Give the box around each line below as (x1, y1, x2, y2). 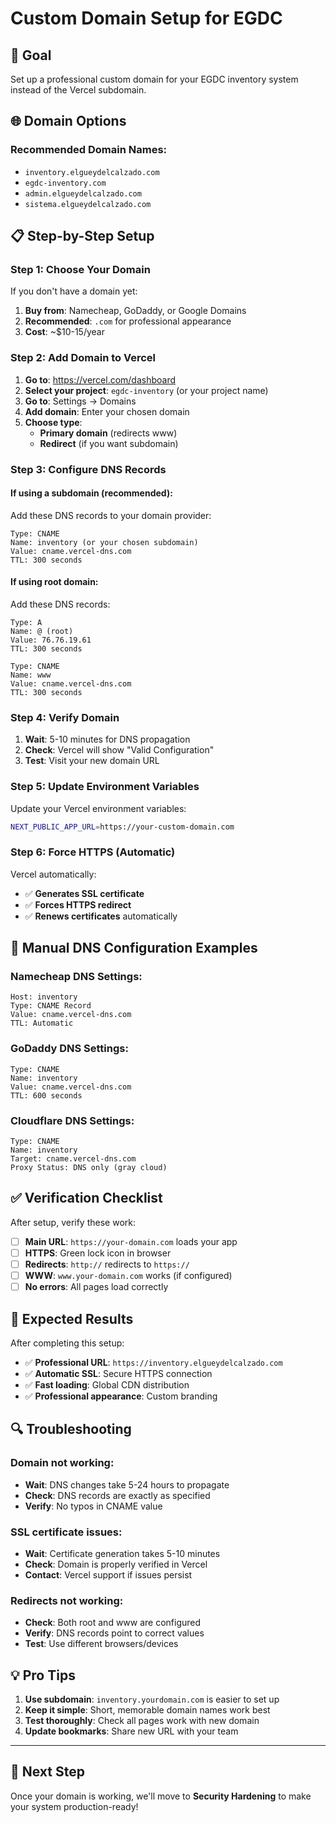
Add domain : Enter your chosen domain (24, 405, 190, 417)
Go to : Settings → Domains (24, 395, 137, 407)
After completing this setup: (10, 1337, 125, 1349)
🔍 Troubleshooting (10, 1421, 132, 1438)
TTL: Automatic (10, 1018, 74, 1029)
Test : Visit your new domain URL (24, 755, 160, 767)
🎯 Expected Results (10, 1310, 134, 1327)
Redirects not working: (10, 1593, 124, 1607)
